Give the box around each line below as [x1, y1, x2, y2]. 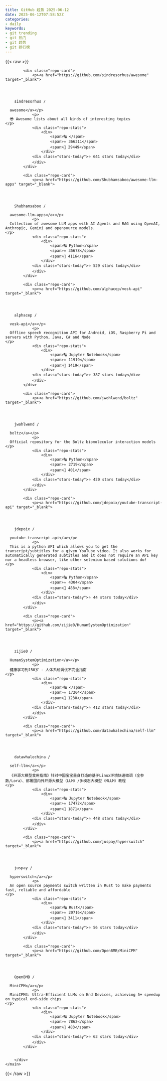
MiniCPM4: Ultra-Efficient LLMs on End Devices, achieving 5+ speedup [10, 992, 160, 997]
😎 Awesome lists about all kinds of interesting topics [10, 116, 130, 121]
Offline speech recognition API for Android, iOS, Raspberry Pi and [10, 330, 156, 335]
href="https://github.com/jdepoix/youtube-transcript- [45, 500, 163, 505]
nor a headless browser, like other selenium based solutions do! [5, 557, 147, 562]
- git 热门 [5, 36, 27, 41]
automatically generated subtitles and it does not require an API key [5, 553, 158, 558]
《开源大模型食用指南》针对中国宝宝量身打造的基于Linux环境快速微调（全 [10, 773, 140, 778]
